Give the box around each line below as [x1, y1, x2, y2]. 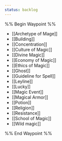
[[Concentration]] [11, 41, 47, 47]
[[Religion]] [11, 105, 35, 111]
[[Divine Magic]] [11, 52, 45, 58]
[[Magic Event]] [11, 89, 44, 95]
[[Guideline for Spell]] [11, 73, 56, 79]
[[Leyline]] [11, 78, 33, 84]
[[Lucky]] [11, 83, 31, 90]
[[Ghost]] [11, 68, 31, 74]
